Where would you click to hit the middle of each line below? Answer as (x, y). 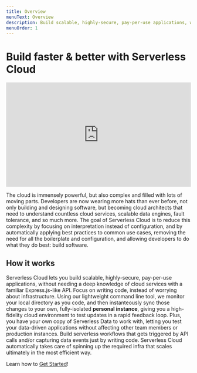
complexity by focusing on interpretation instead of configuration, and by (94, 226)
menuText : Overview (30, 17)
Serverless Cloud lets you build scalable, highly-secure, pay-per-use (89, 277)
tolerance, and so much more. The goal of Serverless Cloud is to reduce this (98, 220)
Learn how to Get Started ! (37, 364)
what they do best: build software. (47, 245)
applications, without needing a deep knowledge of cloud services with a (94, 284)
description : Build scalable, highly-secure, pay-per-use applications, (97, 22)
